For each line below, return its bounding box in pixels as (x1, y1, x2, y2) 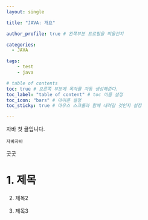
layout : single (6, 8, 45, 15)
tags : (6, 58, 20, 64)
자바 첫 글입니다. (6, 125, 45, 133)
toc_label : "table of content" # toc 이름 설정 (6, 91, 123, 97)
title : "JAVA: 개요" (6, 19, 56, 26)
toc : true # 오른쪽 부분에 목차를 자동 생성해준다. (6, 86, 119, 92)
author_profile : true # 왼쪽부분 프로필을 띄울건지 (6, 31, 124, 37)
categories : (6, 42, 36, 48)
